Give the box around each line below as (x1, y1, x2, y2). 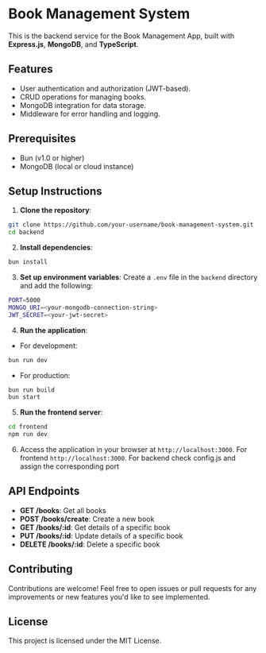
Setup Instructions (8, 184, 102, 198)
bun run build (8, 386, 56, 394)
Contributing (8, 562, 73, 576)
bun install (8, 258, 48, 266)
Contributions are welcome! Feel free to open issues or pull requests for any (8, 583, 257, 593)
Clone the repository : (19, 206, 92, 215)
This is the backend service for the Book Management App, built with (8, 31, 235, 41)
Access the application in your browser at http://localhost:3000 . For (19, 445, 248, 454)
